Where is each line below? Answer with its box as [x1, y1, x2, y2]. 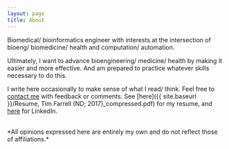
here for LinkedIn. [7, 107, 57, 115]
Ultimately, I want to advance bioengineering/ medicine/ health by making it [7, 56, 223, 64]
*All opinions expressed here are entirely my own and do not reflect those [7, 128, 218, 136]
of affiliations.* [7, 134, 50, 143]
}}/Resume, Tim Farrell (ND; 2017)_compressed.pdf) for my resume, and [7, 99, 212, 107]
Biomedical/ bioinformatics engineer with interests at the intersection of [7, 35, 211, 44]
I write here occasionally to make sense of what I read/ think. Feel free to [7, 85, 215, 93]
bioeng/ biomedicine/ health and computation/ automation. [7, 43, 175, 51]
